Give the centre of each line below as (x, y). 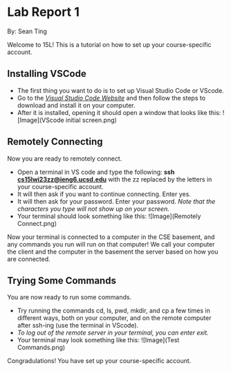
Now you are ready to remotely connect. (65, 158)
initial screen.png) (91, 120)
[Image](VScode (40, 120)
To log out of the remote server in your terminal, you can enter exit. (113, 333)
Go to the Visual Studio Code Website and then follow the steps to (111, 98)
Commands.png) (41, 348)
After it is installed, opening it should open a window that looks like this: (119, 112)
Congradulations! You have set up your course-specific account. (99, 361)
